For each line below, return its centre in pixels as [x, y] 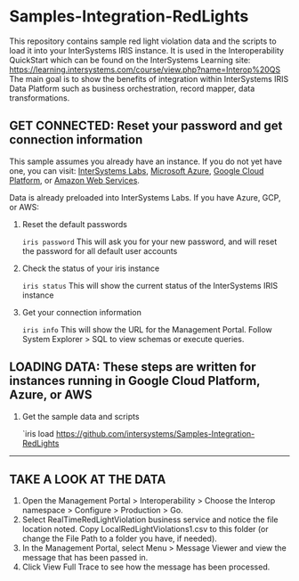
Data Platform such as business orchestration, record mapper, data [132, 88]
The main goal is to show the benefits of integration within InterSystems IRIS [149, 78]
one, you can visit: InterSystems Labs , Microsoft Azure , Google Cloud [137, 170]
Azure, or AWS [51, 395]
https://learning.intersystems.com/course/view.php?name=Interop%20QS [145, 70]
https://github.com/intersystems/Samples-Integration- [156, 433]
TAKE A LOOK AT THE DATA [88, 479]
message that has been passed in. [85, 558]
